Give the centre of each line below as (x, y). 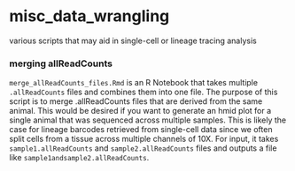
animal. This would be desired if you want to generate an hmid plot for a (140, 111)
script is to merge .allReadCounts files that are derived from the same (136, 101)
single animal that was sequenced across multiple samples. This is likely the (148, 120)
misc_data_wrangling (89, 16)
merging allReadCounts (61, 63)
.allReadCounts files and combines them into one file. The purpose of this (144, 92)
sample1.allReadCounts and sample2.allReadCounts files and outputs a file (143, 148)
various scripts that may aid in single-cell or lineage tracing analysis (133, 41)
